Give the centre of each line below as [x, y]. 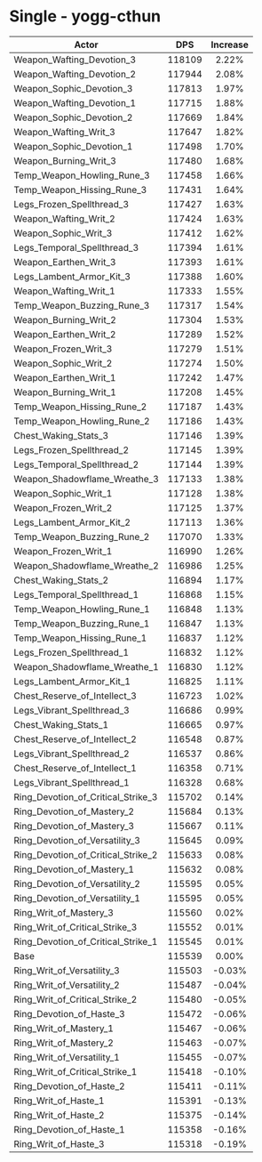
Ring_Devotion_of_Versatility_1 [77, 898]
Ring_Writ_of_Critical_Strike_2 [75, 999]
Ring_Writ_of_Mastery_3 [64, 912]
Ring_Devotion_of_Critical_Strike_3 [86, 796]
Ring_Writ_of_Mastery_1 [64, 1028]
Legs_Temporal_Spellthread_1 [76, 594]
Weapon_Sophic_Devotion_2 [73, 117]
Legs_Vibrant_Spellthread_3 [72, 710]
